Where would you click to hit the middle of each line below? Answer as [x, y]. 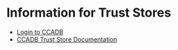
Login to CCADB [40, 32]
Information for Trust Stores [89, 13]
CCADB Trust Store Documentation [67, 39]
